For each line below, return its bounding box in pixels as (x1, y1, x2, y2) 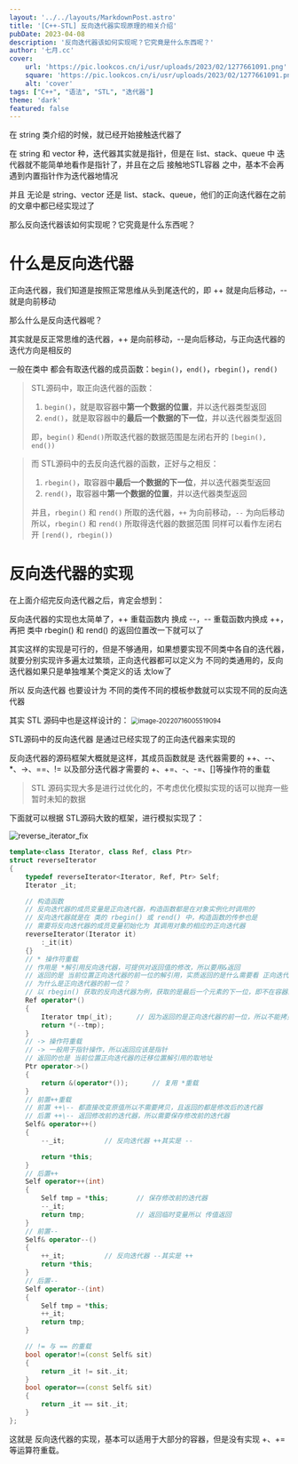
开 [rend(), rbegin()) (30, 530, 114, 540)
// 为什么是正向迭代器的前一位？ (25, 980, 130, 988)
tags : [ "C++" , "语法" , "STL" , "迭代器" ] (9, 87, 154, 96)
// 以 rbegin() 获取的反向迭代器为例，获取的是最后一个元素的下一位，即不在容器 (25, 988, 288, 996)
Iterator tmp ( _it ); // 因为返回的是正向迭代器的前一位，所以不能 (41, 1012, 281, 1021)
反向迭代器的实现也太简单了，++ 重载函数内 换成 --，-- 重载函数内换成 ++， (9, 614, 288, 625)
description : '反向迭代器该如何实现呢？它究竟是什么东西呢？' (9, 37, 215, 47)
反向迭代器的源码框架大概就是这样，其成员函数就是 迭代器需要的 (9, 753, 245, 764)
